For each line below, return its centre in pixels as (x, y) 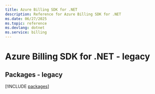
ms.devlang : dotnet (25, 28)
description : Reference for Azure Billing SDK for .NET (63, 14)
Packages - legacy (34, 75)
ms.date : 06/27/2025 (26, 19)
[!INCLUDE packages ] (27, 86)
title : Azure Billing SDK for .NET (41, 10)
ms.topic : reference (26, 23)
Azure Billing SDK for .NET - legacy (77, 57)
